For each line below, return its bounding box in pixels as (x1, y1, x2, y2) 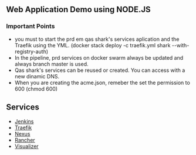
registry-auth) (14, 48, 49, 55)
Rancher (14, 136, 35, 143)
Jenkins (14, 118, 34, 125)
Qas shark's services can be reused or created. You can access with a (14, 67, 185, 74)
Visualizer (14, 143, 39, 150)
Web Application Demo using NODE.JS (6, 5, 151, 15)
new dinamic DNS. (14, 73, 60, 80)
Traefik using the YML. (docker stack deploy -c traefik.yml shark (14, 42, 171, 49)
